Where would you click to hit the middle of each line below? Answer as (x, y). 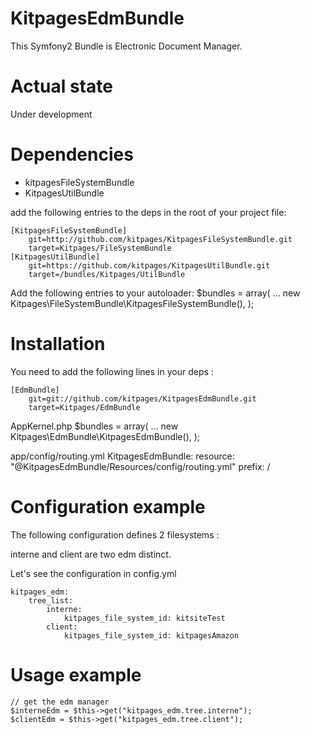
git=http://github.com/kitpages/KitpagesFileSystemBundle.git (160, 239)
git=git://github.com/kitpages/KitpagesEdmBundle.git (142, 398)
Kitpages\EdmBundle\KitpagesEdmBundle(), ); (105, 436)
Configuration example (108, 506)
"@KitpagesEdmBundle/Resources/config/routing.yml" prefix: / (140, 466)
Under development (51, 114)
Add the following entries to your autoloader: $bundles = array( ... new (155, 293)
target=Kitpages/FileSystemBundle (100, 248)
